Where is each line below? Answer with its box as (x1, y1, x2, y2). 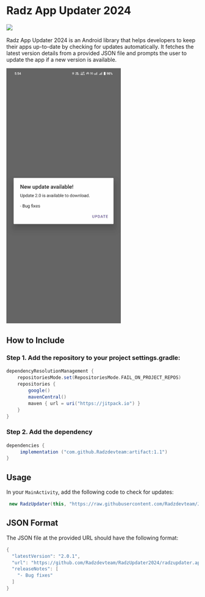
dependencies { (6, 442, 45, 449)
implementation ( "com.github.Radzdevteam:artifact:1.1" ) (20, 449, 168, 455)
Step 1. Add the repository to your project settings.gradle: (6, 354, 181, 362)
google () (28, 387, 51, 394)
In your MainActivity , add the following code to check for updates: (6, 488, 174, 496)
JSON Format (6, 518, 59, 529)
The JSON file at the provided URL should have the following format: (6, 534, 179, 541)
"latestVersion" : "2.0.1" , (12, 553, 81, 559)
